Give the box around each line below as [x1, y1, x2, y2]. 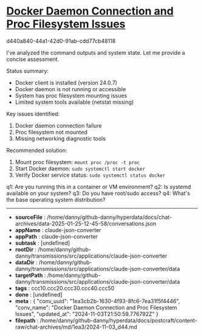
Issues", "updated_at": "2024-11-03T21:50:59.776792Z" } [15, 310, 159, 317]
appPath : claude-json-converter [15, 233, 98, 240]
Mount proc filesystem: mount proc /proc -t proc [15, 158, 140, 165]
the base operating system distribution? [6, 196, 106, 203]
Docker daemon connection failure [15, 122, 102, 129]
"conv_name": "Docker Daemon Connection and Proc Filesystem [15, 304, 177, 311]
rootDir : [15, 245, 37, 253]
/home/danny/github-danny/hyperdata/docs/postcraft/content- [39, 317, 198, 324]
